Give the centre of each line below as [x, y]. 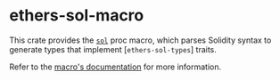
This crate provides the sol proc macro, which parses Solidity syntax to [140, 40]
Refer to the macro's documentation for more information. [115, 67]
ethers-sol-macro [77, 16]
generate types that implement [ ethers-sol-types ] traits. [113, 49]
